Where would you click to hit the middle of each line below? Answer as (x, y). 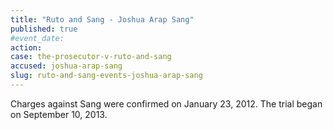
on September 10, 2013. (59, 114)
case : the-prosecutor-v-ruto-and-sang (91, 57)
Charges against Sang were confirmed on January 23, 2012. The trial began (166, 103)
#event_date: (37, 38)
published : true (44, 29)
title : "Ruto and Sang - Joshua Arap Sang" (102, 19)
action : (26, 47)
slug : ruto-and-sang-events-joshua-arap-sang (106, 76)
